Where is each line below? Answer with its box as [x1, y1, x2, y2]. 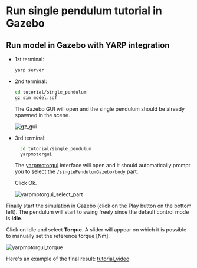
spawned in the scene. [14, 111, 70, 118]
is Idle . [6, 215, 22, 222]
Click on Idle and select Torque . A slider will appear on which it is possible [6, 226, 187, 233]
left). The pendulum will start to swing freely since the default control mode [6, 209, 189, 216]
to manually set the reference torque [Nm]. [6, 233, 110, 240]
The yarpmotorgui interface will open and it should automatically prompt [14, 162, 191, 169]
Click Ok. [14, 180, 37, 187]
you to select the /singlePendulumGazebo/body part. [14, 168, 139, 175]
